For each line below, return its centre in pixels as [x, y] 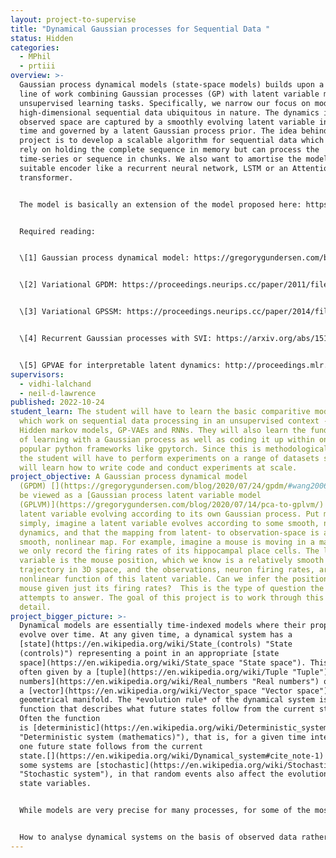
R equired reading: [58, 231]
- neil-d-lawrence [58, 393]
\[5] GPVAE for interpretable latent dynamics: [120, 365]
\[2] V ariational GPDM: [68, 285]
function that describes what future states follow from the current [167, 709]
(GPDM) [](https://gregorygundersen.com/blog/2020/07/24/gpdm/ [153, 486]
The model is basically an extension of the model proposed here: [160, 204]
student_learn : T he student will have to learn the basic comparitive [160, 412]
